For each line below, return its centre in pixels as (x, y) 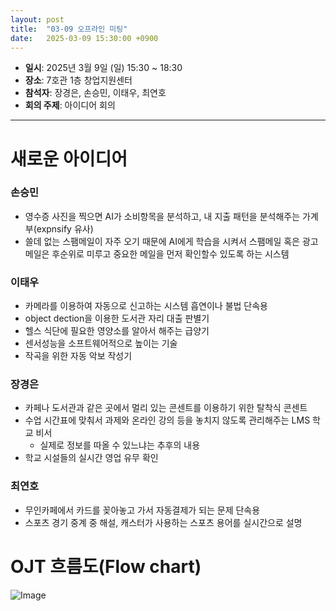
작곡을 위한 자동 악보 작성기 (78, 356)
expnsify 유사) (65, 228)
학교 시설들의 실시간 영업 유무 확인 (91, 458)
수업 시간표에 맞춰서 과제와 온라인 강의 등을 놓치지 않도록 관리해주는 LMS (167, 420)
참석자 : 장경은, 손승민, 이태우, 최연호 (95, 93)
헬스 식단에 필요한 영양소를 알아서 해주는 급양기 (117, 331)
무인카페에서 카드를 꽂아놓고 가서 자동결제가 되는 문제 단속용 (142, 510)
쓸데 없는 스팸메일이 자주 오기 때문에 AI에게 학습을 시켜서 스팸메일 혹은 (162, 241)
